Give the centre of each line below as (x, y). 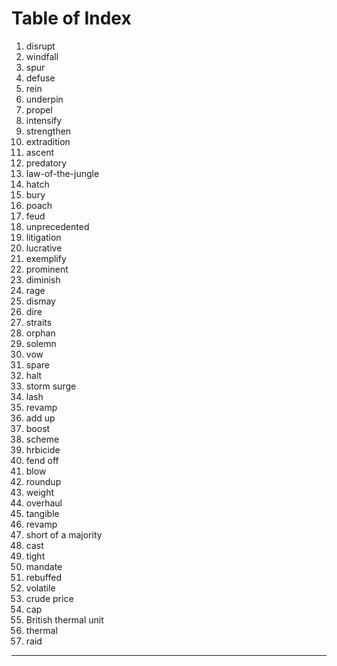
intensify (44, 120)
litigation (43, 237)
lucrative (44, 248)
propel (39, 109)
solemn (41, 343)
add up (40, 418)
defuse (40, 78)
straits (39, 322)
